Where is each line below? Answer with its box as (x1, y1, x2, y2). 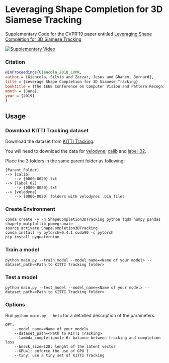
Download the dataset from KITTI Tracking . (5, 138, 95, 144)
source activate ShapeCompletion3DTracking (5, 226, 98, 231)
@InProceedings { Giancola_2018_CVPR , (5, 70, 82, 75)
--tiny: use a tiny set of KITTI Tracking (14, 353, 105, 358)
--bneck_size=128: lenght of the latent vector (14, 344, 116, 349)
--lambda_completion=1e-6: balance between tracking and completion (14, 335, 161, 340)
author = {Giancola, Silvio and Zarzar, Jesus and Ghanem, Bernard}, (5, 74, 154, 80)
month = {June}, (5, 88, 39, 94)
